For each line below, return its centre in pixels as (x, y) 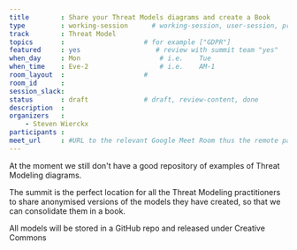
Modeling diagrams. (46, 175)
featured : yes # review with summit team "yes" (144, 50)
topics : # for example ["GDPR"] (120, 42)
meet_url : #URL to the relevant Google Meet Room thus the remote (144, 140)
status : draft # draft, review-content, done (134, 99)
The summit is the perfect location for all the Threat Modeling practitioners (145, 192)
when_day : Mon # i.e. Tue (110, 58)
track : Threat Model (63, 34)
